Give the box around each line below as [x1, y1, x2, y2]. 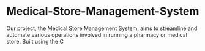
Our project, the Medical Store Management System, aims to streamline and [6, 25, 198, 32]
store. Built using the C [6, 37, 64, 45]
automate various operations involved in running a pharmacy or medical [6, 31, 188, 38]
